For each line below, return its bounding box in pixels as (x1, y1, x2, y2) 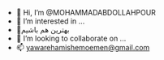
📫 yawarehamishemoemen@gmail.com (15, 43, 150, 52)
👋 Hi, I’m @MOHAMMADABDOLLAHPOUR (15, 8, 157, 17)
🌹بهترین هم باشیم (15, 25, 70, 34)
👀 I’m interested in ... (15, 16, 85, 26)
